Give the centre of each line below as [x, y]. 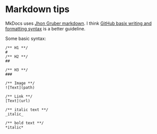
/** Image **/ [20, 83]
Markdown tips [37, 9]
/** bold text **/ [24, 123]
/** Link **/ [19, 96]
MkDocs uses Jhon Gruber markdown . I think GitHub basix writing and [78, 23]
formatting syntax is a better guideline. [45, 28]
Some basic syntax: [26, 38]
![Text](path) [20, 87]
